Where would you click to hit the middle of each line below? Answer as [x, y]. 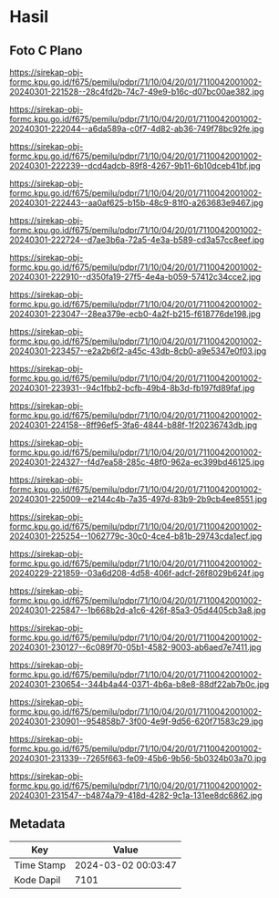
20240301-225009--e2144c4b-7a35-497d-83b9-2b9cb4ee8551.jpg [138, 499]
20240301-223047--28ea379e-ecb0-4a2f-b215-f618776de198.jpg [135, 314]
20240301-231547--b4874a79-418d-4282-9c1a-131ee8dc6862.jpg [136, 795]
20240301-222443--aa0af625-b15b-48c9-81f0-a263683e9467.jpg [137, 203]
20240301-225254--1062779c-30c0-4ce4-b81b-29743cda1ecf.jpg [136, 536]
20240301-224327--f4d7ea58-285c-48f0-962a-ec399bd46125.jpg [137, 462]
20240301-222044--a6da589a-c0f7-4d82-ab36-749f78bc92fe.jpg [137, 129]
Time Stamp [40, 865]
